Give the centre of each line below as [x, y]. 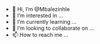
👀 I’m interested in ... [38, 15]
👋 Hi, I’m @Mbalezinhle [41, 9]
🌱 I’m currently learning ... [44, 22]
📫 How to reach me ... [40, 35]
